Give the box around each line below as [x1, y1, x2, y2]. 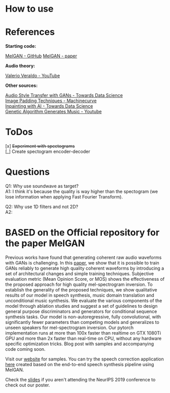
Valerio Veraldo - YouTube [5, 73, 60, 79]
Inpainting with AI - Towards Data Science [5, 103, 93, 109]
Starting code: [5, 43, 37, 49]
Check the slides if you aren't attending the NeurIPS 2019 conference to [5, 376, 156, 382]
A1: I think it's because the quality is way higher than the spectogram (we [5, 188, 158, 194]
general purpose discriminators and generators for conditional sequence [5, 308, 157, 314]
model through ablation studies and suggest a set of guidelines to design [5, 303, 158, 309]
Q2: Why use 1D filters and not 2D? [5, 204, 79, 210]
